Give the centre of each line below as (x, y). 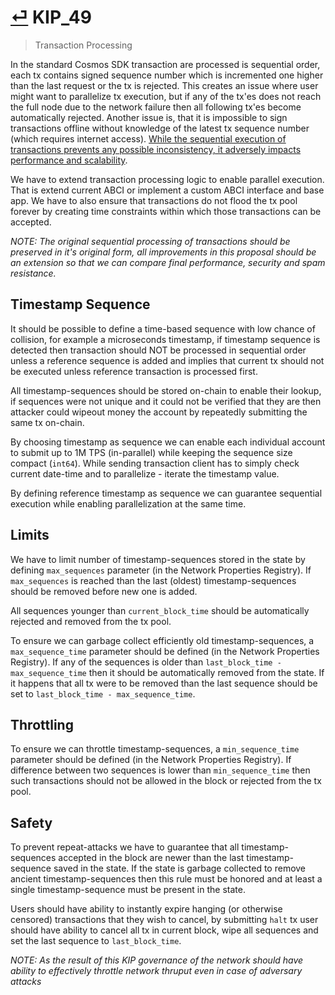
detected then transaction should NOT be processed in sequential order (158, 350)
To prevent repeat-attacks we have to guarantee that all (125, 847)
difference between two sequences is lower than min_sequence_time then (160, 770)
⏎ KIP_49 (51, 17)
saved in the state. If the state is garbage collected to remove (180, 868)
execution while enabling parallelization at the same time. (128, 503)
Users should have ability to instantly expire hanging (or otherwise (146, 909)
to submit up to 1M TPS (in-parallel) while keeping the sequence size (151, 452)
